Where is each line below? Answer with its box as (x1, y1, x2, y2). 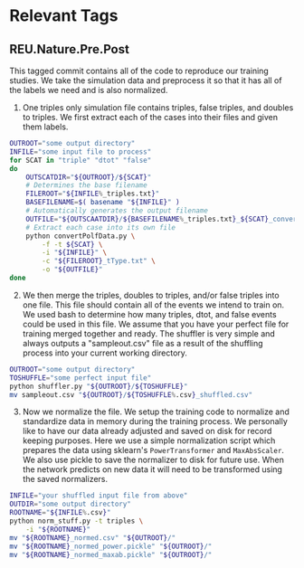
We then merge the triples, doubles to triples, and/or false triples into (22, 289, 280, 300)
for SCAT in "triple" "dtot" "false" (9, 156, 152, 165)
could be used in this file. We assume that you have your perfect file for (22, 318, 290, 329)
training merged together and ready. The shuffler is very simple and (22, 327, 276, 339)
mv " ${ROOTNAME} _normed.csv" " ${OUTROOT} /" (9, 533, 176, 543)
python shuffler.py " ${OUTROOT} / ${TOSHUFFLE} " (9, 382, 188, 391)
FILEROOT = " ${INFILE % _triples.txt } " (25, 189, 160, 199)
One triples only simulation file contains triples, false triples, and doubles (22, 102, 294, 113)
